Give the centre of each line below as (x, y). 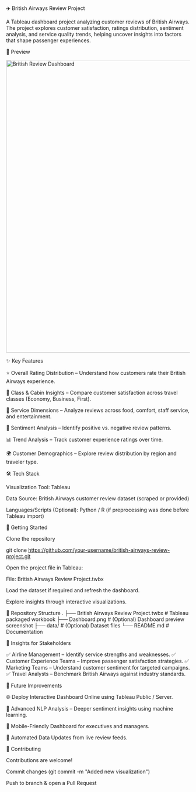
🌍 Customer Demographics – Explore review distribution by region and (91, 453)
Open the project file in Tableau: (45, 568)
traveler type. (22, 462)
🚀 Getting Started (27, 527)
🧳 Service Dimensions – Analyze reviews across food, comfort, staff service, (98, 410)
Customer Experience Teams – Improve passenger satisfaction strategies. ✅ (98, 661)
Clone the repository (31, 539)
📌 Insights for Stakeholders (38, 643)
